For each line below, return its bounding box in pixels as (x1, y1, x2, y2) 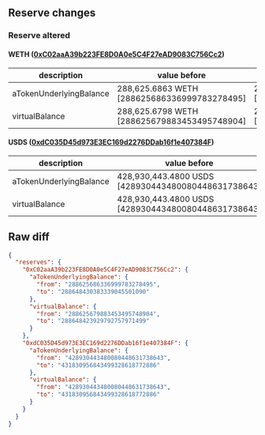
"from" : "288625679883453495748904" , (36, 309, 160, 318)
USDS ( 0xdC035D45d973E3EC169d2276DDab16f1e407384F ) (8, 137, 215, 147)
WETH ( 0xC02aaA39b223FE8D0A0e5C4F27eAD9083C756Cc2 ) (8, 49, 225, 58)
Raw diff (8, 231, 50, 244)
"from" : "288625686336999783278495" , (36, 280, 160, 289)
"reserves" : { (15, 258, 62, 267)
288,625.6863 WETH (117, 83, 199, 94)
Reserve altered (8, 30, 71, 41)
